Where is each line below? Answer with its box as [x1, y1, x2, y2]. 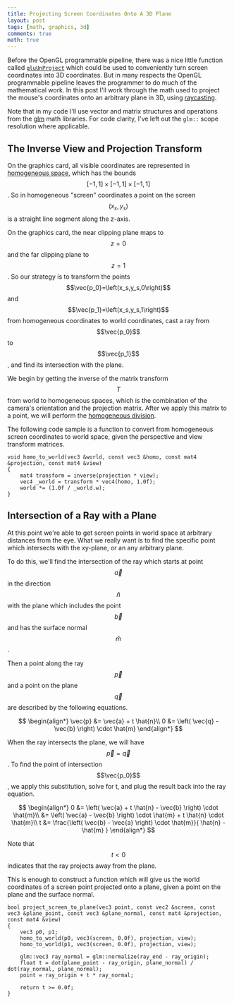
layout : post [7, 17, 46, 24]
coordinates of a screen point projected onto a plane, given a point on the [7, 883, 221, 891]
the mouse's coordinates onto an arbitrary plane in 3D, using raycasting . [7, 93, 217, 102]
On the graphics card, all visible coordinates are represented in [7, 161, 190, 169]
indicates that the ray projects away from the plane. [7, 861, 157, 870]
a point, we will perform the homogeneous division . [7, 411, 156, 420]
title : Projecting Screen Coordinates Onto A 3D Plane [7, 10, 172, 18]
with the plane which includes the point [7, 601, 121, 610]
